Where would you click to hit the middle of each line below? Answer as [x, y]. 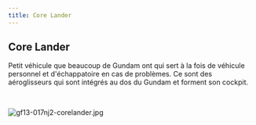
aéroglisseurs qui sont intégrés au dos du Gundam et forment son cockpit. [128, 82]
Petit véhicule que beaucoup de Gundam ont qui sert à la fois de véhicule [126, 66]
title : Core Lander [40, 15]
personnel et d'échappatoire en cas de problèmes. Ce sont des [110, 74]
